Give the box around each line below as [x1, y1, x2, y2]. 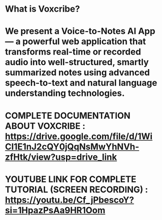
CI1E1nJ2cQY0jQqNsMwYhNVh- [5, 141, 140, 152]
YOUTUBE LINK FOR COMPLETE [5, 174, 137, 184]
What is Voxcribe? [5, 3, 80, 15]
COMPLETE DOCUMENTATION [5, 110, 131, 121]
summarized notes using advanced [5, 67, 150, 78]
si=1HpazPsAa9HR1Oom [5, 204, 106, 216]
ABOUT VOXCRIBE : [5, 120, 86, 131]
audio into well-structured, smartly [5, 57, 149, 68]
